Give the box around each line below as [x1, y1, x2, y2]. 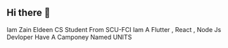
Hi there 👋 [6, 7, 51, 19]
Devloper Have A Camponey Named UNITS [6, 33, 132, 41]
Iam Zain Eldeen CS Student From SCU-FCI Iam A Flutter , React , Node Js [6, 25, 222, 33]
